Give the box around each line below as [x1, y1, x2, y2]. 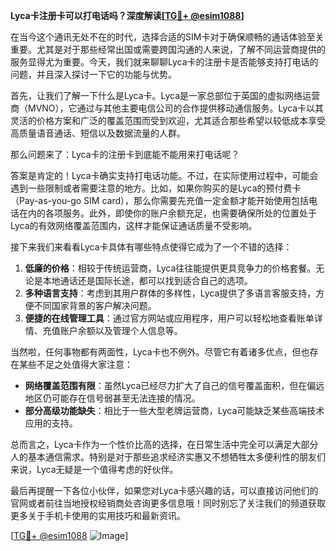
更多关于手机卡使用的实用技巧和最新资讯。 [10, 510, 186, 521]
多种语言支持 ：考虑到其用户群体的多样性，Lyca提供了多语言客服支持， [24, 287, 317, 299]
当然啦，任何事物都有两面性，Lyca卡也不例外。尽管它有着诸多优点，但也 [10, 346, 310, 358]
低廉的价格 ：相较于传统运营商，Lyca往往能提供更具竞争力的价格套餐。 [24, 262, 317, 274]
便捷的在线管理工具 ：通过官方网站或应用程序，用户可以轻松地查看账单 [24, 312, 315, 324]
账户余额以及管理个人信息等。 [59, 325, 183, 336]
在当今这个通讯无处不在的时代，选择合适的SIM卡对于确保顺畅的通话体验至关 [10, 31, 325, 43]
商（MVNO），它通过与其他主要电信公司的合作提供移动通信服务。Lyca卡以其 [10, 102, 325, 114]
